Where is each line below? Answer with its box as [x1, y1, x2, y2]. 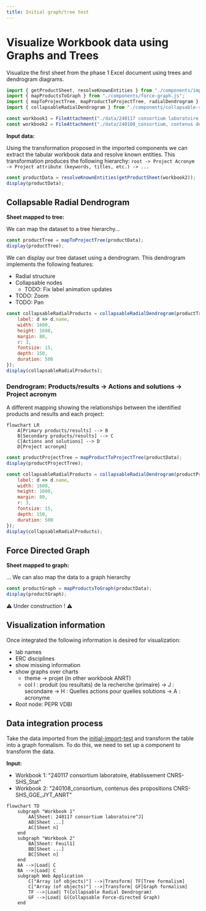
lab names [15, 648, 42, 655]
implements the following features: [6, 260, 94, 268]
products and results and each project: [6, 410, 104, 418]
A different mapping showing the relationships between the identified [6, 404, 181, 412]
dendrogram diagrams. [6, 75, 64, 83]
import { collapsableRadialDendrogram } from [6, 104, 124, 111]
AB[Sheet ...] [28, 819, 64, 825]
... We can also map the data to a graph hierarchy [6, 574, 131, 581]
